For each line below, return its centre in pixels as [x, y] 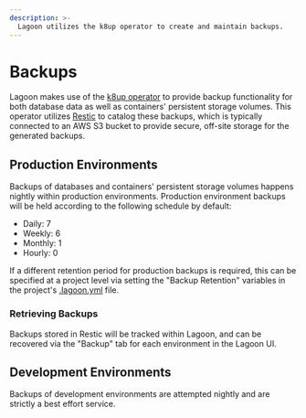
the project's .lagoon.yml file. [64, 290]
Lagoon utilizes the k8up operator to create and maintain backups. [151, 27]
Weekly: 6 [42, 233]
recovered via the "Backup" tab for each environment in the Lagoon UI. [143, 343]
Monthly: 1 [42, 243]
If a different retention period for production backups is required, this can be [153, 271]
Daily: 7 [37, 224]
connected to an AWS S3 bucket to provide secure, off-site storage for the [149, 126]
